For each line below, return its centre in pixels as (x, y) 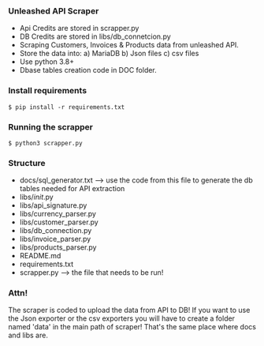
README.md (40, 256)
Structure (27, 163)
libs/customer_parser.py (59, 222)
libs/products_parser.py (58, 247)
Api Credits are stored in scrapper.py (79, 28)
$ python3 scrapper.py (45, 143)
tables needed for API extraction (72, 189)
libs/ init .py (36, 197)
